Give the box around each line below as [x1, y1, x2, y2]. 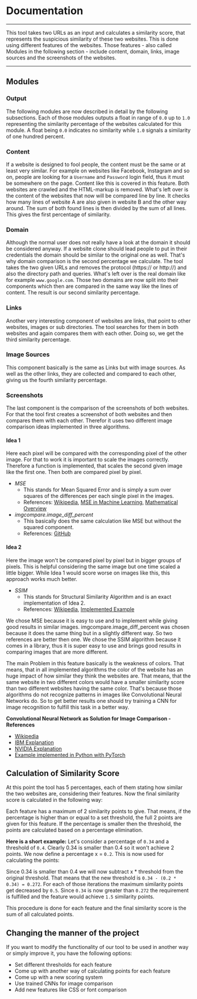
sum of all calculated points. [6, 911, 74, 918]
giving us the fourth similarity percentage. [6, 376, 107, 383]
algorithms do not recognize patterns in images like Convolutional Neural [6, 691, 182, 698]
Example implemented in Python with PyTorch [14, 751, 126, 758]
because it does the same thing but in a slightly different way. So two [6, 629, 173, 636]
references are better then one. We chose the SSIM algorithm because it [6, 636, 181, 643]
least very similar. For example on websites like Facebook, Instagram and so [6, 167, 190, 174]
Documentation [6, 4, 84, 18]
